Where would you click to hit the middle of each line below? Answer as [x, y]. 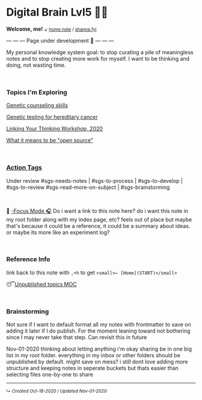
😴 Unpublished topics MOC [41, 284]
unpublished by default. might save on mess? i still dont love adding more [97, 362]
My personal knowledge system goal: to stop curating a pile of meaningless [100, 52]
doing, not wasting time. [36, 65]
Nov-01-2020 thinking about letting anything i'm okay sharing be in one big [99, 349]
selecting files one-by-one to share [50, 375]
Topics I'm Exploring [37, 92]
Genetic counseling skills [37, 105]
